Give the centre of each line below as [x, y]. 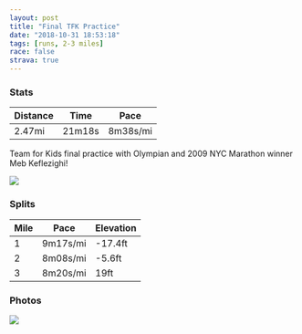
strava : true [34, 60]
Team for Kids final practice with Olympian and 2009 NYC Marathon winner [151, 154]
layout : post [34, 18]
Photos [26, 300]
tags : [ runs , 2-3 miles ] [57, 43]
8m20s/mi [64, 273]
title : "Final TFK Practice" [65, 26]
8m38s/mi [130, 131]
